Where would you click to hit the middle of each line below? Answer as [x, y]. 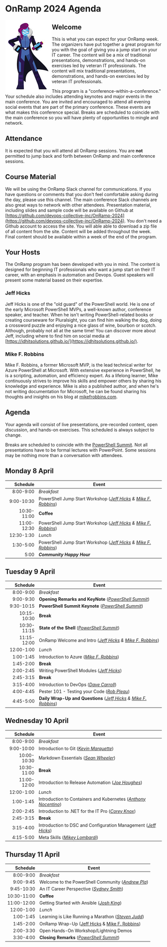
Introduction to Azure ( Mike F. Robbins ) [79, 657]
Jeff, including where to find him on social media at [57, 336]
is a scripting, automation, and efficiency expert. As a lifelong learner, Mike [82, 376]
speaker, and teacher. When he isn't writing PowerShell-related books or [80, 314]
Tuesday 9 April [30, 572]
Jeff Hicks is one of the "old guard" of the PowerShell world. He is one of [80, 304]
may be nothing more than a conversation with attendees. [64, 455]
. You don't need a [143, 221]
